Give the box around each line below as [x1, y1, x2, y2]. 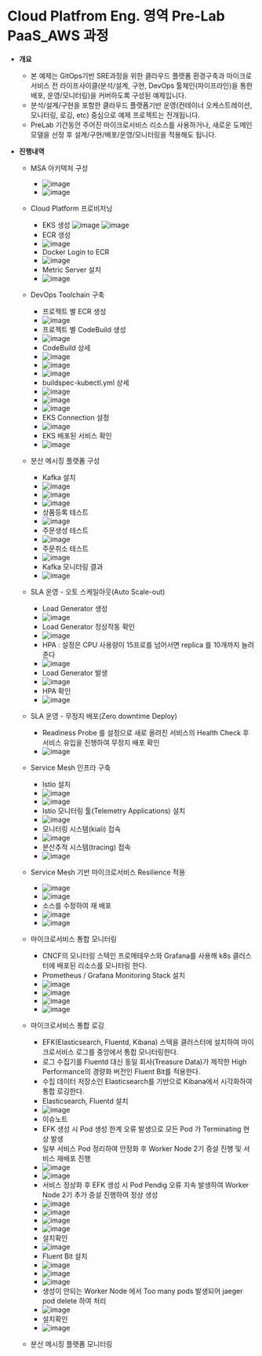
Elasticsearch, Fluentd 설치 [42, 1096, 129, 1105]
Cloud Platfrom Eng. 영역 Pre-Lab [7, 7, 225, 25]
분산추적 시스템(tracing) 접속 [42, 842, 131, 852]
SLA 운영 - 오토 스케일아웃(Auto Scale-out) [30, 587, 166, 596]
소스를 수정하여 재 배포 [42, 900, 112, 910]
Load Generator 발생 [42, 668, 108, 677]
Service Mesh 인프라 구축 [30, 763, 111, 772]
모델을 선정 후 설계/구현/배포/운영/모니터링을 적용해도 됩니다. [30, 130, 217, 139]
